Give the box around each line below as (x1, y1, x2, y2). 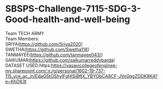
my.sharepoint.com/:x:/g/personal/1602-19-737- (5, 67, 106, 73)
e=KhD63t (5, 78, 27, 84)
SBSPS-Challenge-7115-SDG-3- (5, 3, 141, 15)
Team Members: (5, 36, 39, 42)
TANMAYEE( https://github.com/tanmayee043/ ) (5, 51, 103, 58)
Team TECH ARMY (5, 30, 44, 36)
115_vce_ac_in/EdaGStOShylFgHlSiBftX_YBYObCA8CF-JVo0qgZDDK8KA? (5, 73, 158, 79)
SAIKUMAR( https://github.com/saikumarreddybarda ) (5, 57, 115, 63)
